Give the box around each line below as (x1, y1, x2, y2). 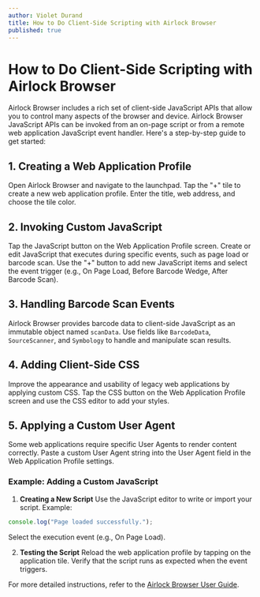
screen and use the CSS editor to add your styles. (8, 396, 169, 405)
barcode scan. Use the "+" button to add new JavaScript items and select (8, 257, 248, 267)
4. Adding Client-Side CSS (8, 359, 140, 372)
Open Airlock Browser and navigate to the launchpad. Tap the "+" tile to (8, 181, 241, 190)
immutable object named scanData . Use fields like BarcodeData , (8, 327, 211, 336)
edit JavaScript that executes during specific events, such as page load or (8, 250, 250, 259)
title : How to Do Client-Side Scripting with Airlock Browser (8, 19, 217, 27)
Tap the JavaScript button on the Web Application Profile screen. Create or (8, 241, 251, 250)
